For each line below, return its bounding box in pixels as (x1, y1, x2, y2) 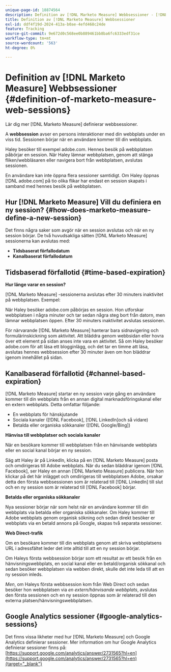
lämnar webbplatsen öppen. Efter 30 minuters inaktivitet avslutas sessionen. (5, 318, 165, 324)
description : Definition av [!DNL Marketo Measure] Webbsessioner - (5, 12, 154, 17)
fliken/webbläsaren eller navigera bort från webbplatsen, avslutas (5, 157, 143, 163)
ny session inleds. (5, 571, 43, 577)
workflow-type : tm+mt (5, 36, 51, 41)
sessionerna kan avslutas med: (5, 238, 70, 244)
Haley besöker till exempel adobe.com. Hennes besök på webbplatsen (5, 146, 153, 152)
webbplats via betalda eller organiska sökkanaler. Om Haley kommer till (5, 510, 155, 515)
